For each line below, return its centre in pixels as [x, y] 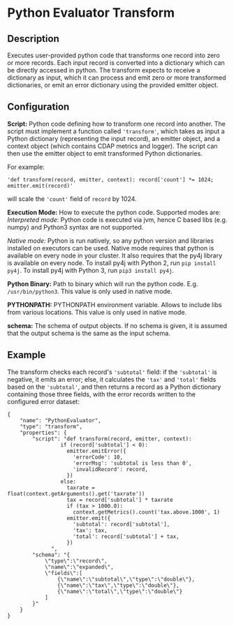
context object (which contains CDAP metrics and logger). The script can [112, 146]
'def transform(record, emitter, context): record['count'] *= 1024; [111, 179]
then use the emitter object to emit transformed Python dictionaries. [105, 153]
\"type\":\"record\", [76, 561]
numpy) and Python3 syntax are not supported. [75, 227]
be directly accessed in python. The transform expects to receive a [104, 70]
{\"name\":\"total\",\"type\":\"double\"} [120, 591]
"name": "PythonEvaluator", [60, 420]
